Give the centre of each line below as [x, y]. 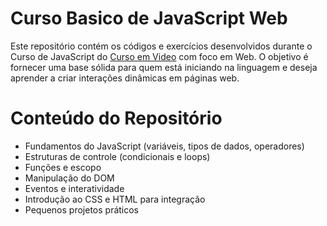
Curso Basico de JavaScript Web [149, 18]
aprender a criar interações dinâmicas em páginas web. [125, 78]
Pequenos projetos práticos [82, 209]
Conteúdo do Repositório [116, 118]
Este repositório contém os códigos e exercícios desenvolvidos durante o [161, 46]
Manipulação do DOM [69, 178]
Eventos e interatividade [74, 188]
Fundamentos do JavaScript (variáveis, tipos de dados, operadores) [164, 146]
